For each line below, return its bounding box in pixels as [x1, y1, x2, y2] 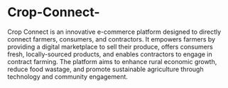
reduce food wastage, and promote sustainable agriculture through [7, 65, 204, 73]
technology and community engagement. [7, 72, 128, 81]
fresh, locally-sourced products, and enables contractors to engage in [7, 50, 213, 58]
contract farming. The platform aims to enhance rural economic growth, [7, 57, 217, 65]
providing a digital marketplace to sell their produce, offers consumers [7, 42, 213, 51]
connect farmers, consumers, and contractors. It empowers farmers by [7, 34, 215, 43]
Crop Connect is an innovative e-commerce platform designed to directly [7, 27, 222, 36]
